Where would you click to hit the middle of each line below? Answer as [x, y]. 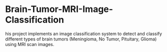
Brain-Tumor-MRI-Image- [59, 9]
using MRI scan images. [30, 44]
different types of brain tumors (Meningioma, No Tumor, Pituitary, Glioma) [81, 39]
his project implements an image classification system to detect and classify [84, 33]
